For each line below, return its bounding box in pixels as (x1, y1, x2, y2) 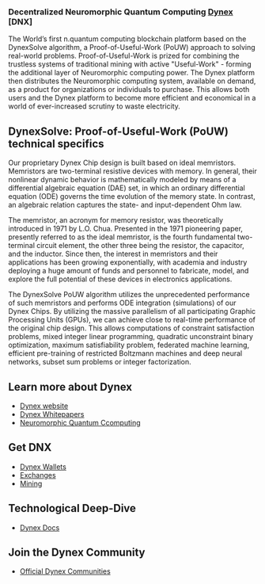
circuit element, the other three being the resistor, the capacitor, (36, 241, 245, 250)
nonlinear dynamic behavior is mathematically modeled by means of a (8, 175, 237, 185)
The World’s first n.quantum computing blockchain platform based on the (8, 34, 247, 44)
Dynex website (19, 401, 69, 410)
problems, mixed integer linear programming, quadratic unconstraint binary (8, 332, 253, 342)
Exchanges (19, 470, 57, 479)
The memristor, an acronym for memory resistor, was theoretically (8, 216, 224, 225)
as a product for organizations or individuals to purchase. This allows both (8, 85, 250, 94)
